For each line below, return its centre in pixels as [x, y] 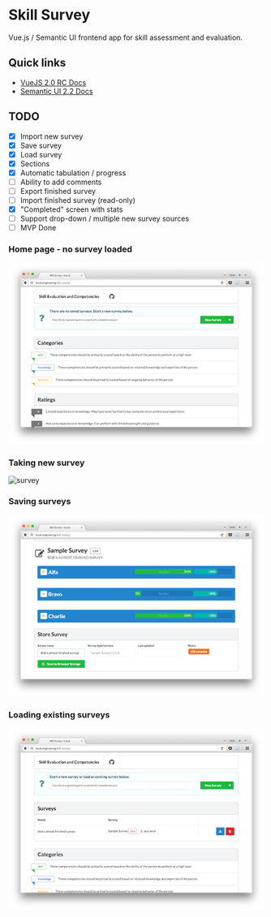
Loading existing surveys [59, 715]
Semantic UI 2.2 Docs [56, 91]
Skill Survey [49, 15]
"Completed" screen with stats [71, 209]
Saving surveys [40, 502]
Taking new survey [47, 463]
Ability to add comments [61, 182]
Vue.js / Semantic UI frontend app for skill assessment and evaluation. [126, 37]
